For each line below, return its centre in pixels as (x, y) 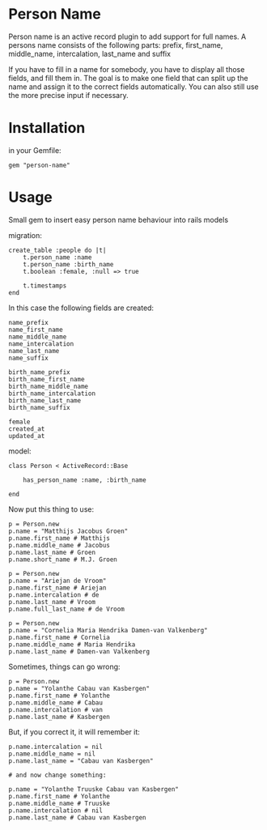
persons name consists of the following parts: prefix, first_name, (116, 45)
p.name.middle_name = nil (52, 754)
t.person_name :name (57, 257)
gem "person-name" (39, 165)
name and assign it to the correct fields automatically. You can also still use (133, 87)
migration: (25, 235)
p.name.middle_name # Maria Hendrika (72, 645)
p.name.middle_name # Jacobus (59, 545)
